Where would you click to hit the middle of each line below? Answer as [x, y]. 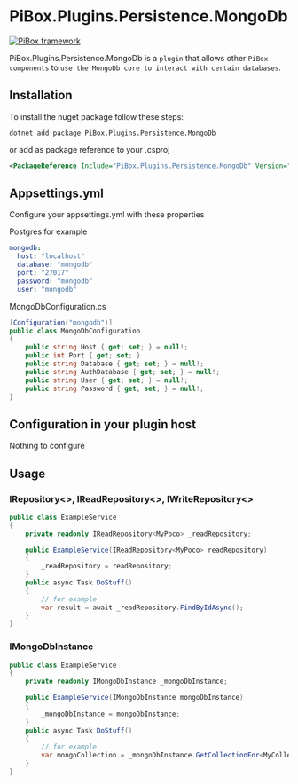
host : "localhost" [51, 256]
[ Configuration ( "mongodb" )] [61, 322]
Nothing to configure [47, 446]
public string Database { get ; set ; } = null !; [114, 364]
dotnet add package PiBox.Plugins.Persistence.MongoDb [113, 133]
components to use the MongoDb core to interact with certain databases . [145, 67]
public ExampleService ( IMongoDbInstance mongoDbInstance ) [134, 698]
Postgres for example [48, 231]
